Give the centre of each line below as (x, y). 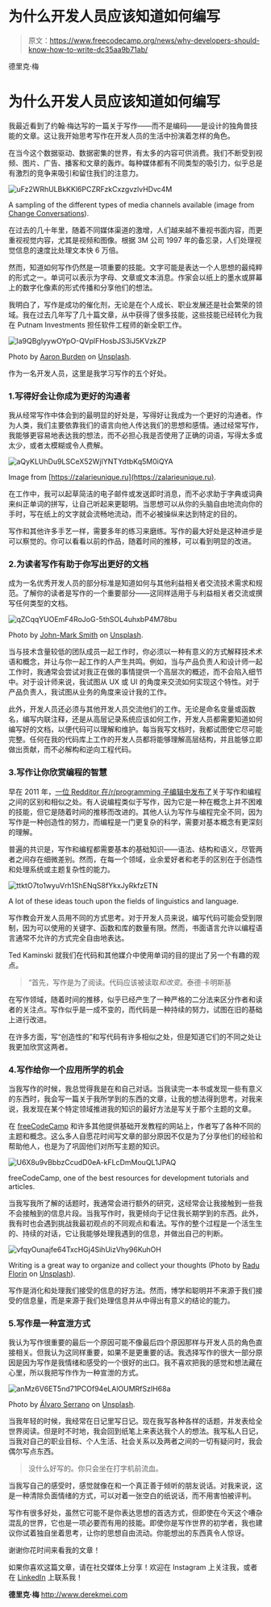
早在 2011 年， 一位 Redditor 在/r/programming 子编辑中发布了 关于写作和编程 (135, 791)
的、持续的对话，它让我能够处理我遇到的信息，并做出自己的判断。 (118, 1233)
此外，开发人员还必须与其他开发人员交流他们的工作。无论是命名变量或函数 (132, 709)
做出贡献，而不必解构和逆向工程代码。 (72, 749)
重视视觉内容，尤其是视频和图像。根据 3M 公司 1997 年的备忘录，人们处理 (131, 240)
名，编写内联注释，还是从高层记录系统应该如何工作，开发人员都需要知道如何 (135, 720)
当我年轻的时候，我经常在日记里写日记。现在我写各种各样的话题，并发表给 (132, 1421)
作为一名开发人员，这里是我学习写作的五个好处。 (90, 373)
